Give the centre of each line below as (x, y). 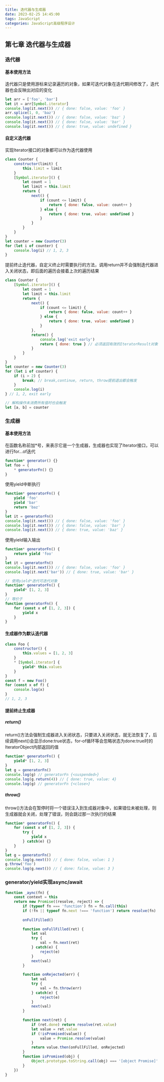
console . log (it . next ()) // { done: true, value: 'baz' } (64, 530)
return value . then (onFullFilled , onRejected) (78, 1047)
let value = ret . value (54, 1029)
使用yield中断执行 (23, 484)
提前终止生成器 (20, 710)
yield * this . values (42, 667)
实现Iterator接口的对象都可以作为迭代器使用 (49, 150)
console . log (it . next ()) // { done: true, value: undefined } (69, 127)
